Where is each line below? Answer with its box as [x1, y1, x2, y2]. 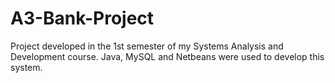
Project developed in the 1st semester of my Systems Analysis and [10, 40, 284, 52]
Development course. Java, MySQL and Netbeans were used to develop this [10, 50, 325, 62]
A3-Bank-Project [10, 7, 155, 30]
